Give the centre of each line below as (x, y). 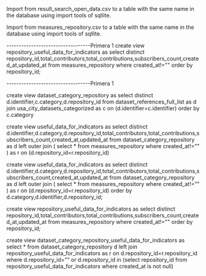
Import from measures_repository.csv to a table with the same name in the (100, 27)
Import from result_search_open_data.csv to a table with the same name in (100, 9)
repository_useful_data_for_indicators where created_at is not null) (90, 266)
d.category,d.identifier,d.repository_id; (55, 197)
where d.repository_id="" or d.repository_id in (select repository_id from (97, 260)
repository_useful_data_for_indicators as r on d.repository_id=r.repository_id (102, 253)
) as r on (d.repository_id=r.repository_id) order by (69, 190)
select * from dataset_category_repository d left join (72, 247)
